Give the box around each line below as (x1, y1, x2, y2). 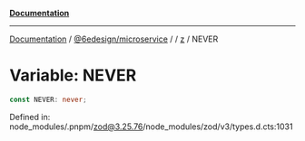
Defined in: (9, 111, 51, 122)
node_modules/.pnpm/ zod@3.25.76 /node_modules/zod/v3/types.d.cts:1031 (9, 121, 293, 132)
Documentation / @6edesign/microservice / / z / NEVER (9, 33, 219, 44)
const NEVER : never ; (9, 95, 88, 104)
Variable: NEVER (9, 65, 137, 86)
